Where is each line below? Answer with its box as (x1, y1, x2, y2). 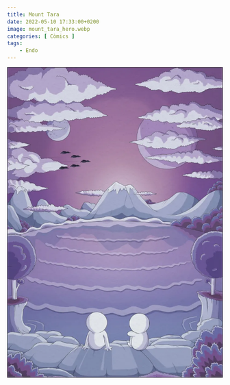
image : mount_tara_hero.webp (7, 25, 90, 32)
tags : (7, 40, 23, 47)
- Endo (19, 47, 38, 54)
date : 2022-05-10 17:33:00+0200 (7, 18, 99, 25)
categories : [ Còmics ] (7, 33, 75, 40)
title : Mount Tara (7, 11, 60, 18)
